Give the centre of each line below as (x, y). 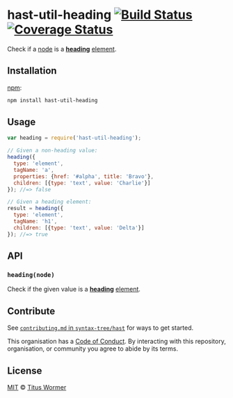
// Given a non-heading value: (53, 151)
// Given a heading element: (49, 202)
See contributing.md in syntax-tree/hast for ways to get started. (100, 328)
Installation (32, 71)
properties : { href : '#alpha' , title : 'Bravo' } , (84, 176)
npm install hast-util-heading (53, 100)
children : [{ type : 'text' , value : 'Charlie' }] (82, 183)
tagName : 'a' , (34, 170)
